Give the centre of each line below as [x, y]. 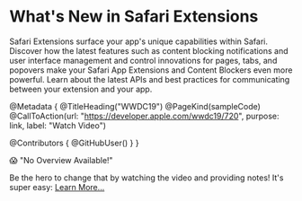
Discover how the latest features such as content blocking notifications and [149, 50]
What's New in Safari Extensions [134, 17]
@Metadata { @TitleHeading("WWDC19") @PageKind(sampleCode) [135, 106]
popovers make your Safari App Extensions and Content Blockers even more [151, 70]
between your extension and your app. [81, 89]
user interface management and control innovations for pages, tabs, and [143, 60]
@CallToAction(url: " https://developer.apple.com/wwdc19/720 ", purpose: [145, 116]
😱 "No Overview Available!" [62, 160]
